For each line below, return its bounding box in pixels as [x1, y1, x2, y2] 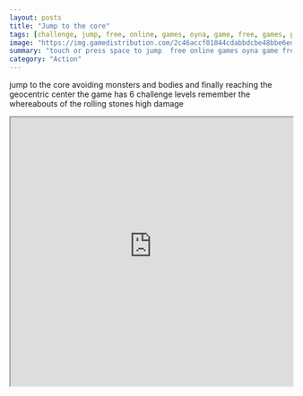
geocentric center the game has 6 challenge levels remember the [9, 89, 251, 99]
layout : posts [9, 13, 63, 22]
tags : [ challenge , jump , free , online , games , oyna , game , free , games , [9, 30, 287, 39]
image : [9, 38, 34, 47]
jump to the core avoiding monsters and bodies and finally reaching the [9, 80, 273, 90]
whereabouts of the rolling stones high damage [9, 99, 184, 108]
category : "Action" [9, 55, 82, 64]
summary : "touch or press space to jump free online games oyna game [9, 47, 279, 56]
